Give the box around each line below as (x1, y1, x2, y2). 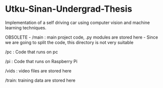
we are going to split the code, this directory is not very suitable (5, 39, 134, 45)
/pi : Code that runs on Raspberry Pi (5, 58, 77, 64)
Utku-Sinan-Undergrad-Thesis (5, 3, 132, 15)
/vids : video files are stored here (5, 67, 72, 74)
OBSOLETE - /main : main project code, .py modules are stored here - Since (5, 34, 158, 40)
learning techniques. (5, 24, 47, 30)
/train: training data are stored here (5, 77, 76, 83)
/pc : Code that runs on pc (5, 49, 58, 55)
